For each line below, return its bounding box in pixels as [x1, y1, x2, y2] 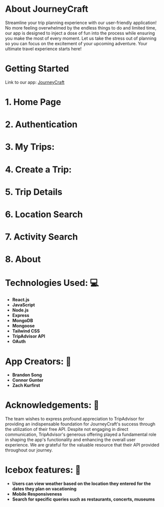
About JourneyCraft [5, 3, 89, 15]
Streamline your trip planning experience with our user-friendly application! [5, 20, 157, 26]
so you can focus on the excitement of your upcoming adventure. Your [5, 40, 148, 46]
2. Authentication [5, 119, 78, 130]
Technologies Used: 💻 [5, 277, 99, 288]
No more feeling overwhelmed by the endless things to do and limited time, [5, 25, 157, 30]
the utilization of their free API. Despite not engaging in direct [5, 426, 129, 432]
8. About [5, 254, 41, 265]
